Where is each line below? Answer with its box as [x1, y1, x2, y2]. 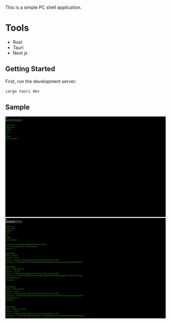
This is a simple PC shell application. [5, 5, 82, 10]
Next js [12, 49, 28, 56]
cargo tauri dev [5, 89, 40, 94]
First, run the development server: [5, 78, 77, 84]
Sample [5, 103, 30, 112]
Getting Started [5, 65, 55, 73]
